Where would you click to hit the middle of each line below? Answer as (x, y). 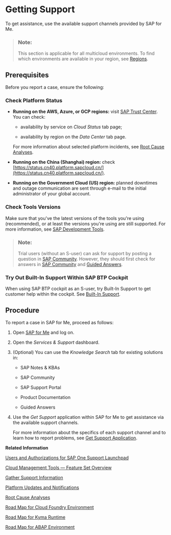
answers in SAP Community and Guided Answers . (70, 264)
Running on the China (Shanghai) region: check (64, 162)
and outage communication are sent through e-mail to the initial (79, 188)
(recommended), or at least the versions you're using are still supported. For (86, 224)
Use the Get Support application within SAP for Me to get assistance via (88, 417)
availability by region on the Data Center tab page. (73, 137)
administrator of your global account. (52, 194)
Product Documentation (45, 397)
